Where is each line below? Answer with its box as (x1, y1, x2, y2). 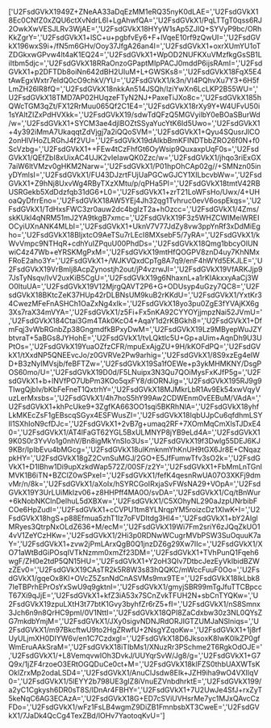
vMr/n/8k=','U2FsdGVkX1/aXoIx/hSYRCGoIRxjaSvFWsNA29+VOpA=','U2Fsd (8, 479, 261, 488)
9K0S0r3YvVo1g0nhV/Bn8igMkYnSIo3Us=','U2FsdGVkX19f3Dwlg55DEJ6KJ (8, 436, 261, 445)
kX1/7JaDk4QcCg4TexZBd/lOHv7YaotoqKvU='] (8, 711, 165, 720)
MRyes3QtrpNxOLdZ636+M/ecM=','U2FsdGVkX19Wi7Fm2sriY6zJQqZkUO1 (8, 522, 261, 532)
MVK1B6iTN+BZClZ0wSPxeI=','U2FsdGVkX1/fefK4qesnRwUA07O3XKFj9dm (8, 470, 261, 480)
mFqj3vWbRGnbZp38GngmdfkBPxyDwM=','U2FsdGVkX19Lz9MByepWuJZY (8, 325, 262, 334)
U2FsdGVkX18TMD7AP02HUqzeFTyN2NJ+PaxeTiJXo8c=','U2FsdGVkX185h (8, 93, 262, 102)
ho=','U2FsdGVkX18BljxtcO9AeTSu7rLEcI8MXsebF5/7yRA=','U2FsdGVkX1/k (8, 230, 261, 239)
